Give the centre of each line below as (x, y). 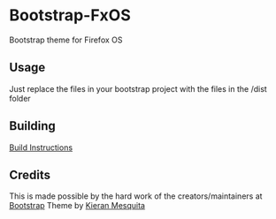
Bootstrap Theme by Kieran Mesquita (77, 206)
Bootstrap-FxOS (70, 15)
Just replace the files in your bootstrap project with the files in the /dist (138, 88)
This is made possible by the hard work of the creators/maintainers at (136, 196)
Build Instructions (41, 147)
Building (32, 126)
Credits (30, 174)
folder (20, 98)
